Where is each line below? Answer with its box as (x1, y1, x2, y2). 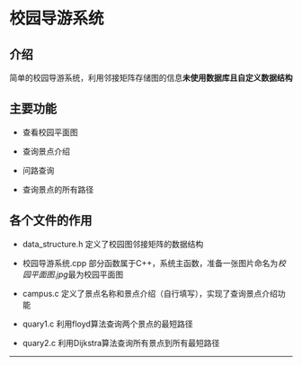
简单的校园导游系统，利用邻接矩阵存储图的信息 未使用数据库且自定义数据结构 (9, 73, 293, 83)
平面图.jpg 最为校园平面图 (30, 269, 124, 280)
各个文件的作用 (9, 213, 93, 228)
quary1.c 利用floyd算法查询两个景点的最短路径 (22, 318, 193, 329)
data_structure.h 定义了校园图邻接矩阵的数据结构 (22, 238, 204, 249)
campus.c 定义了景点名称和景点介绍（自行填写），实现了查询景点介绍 (22, 288, 279, 299)
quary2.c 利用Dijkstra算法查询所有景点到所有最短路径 (22, 337, 220, 348)
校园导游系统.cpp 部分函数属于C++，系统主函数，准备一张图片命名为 (22, 257, 279, 268)
